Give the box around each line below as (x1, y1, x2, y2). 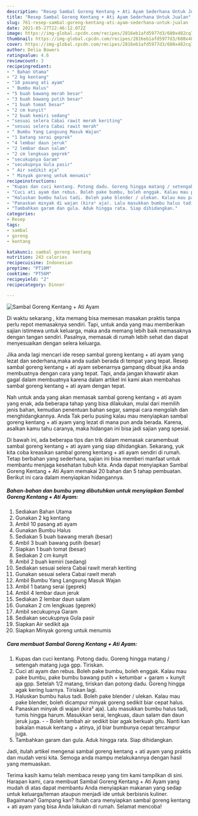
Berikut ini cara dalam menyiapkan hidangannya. (6, 474, 125, 481)
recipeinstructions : (6, 178, 58, 184)
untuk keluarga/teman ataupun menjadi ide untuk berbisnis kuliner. (6, 791, 168, 798)
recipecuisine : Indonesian (6, 260, 73, 266)
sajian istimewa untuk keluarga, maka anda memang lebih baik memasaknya (6, 327, 192, 334)
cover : (6, 42, 23, 48)
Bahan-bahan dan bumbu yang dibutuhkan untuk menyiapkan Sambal (6, 487, 184, 494)
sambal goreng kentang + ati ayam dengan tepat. (6, 382, 126, 389)
